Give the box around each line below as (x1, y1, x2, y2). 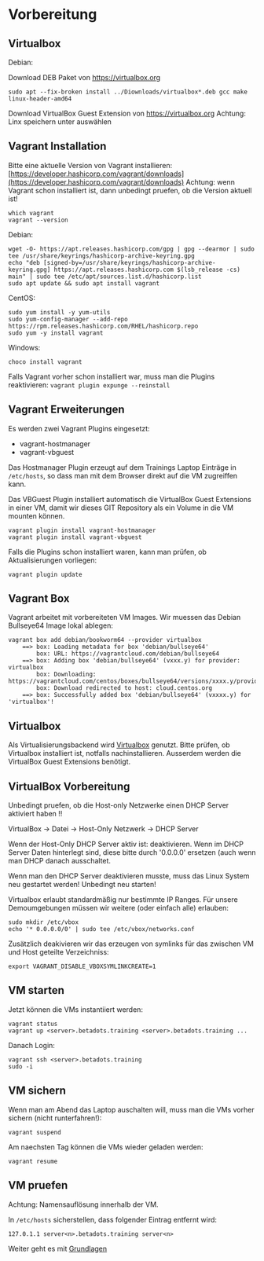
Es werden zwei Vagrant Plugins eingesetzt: (8, 423, 151, 433)
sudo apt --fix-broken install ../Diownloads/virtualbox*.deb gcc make (8, 88, 247, 96)
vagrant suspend (8, 1128, 61, 1136)
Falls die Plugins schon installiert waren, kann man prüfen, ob (8, 547, 207, 556)
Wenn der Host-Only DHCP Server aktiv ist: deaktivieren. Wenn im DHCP (8, 839, 244, 849)
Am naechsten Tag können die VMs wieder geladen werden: (8, 1142, 203, 1152)
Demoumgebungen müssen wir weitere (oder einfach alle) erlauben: (8, 904, 229, 913)
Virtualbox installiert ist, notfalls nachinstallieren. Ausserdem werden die (8, 749, 242, 758)
